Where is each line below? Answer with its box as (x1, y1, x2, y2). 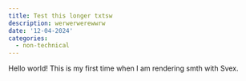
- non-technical (15, 42, 70, 50)
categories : (8, 34, 48, 43)
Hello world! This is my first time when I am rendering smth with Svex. (8, 63, 239, 73)
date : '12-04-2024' (8, 26, 74, 34)
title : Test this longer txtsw (8, 11, 113, 20)
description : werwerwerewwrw (8, 19, 106, 27)
